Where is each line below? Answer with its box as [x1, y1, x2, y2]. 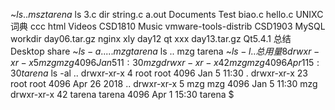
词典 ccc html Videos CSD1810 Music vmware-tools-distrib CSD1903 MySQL [10, 20, 326, 32]
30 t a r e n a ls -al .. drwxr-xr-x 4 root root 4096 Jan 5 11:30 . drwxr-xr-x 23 [10, 67, 308, 79]
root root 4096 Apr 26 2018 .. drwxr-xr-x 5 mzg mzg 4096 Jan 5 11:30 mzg [10, 78, 318, 89]
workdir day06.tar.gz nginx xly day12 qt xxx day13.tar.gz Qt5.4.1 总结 [10, 33, 292, 44]
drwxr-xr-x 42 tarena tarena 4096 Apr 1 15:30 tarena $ [10, 89, 235, 100]
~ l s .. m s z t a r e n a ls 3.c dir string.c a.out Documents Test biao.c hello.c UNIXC [10, 9, 324, 20]
